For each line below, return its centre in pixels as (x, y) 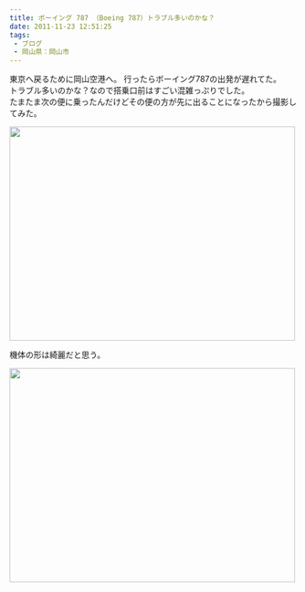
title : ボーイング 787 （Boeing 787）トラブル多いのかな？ (112, 18)
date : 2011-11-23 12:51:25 (61, 26)
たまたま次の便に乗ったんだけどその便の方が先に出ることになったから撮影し (153, 102)
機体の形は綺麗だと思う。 (58, 355)
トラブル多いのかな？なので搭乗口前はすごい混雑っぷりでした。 (129, 90)
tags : (20, 35)
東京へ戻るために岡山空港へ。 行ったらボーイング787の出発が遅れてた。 (145, 79)
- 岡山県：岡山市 (42, 52)
